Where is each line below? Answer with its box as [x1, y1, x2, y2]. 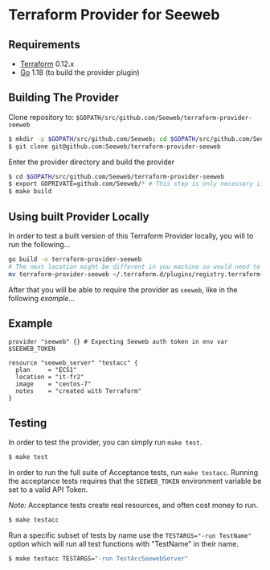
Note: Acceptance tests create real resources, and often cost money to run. [8, 501, 259, 510]
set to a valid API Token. [8, 485, 88, 494]
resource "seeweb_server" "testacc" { [8, 359, 138, 367]
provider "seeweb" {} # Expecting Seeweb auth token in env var [8, 338, 228, 346]
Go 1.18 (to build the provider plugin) [19, 68, 140, 77]
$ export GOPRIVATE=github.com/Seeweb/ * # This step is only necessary [8, 180, 253, 188]
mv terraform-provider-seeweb [8, 270, 110, 279]
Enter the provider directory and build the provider [8, 157, 175, 167]
